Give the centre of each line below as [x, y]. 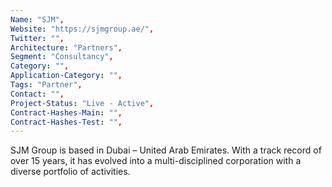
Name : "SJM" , [37, 19]
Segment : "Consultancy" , [62, 57]
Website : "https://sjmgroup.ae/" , [82, 29]
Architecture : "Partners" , [66, 47]
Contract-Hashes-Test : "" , [66, 122]
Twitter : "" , [37, 38]
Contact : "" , [37, 94]
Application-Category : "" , [66, 76]
